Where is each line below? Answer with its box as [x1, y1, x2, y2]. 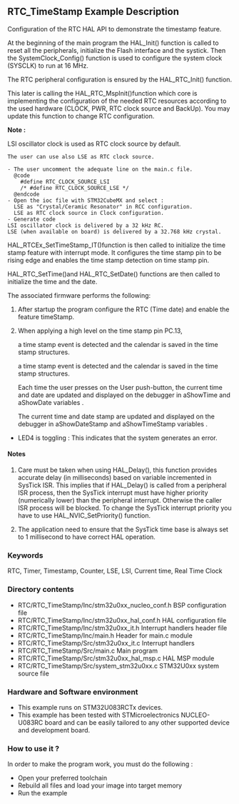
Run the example [17, 789, 68, 798]
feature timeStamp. [17, 312, 75, 321]
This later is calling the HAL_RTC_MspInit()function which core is [7, 89, 198, 97]
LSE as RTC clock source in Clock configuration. [14, 209, 164, 216]
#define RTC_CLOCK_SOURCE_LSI [20, 178, 111, 185]
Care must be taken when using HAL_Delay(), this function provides [17, 466, 218, 474]
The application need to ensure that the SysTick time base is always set [17, 525, 228, 534]
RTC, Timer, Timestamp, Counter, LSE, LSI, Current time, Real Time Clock [7, 567, 223, 576]
